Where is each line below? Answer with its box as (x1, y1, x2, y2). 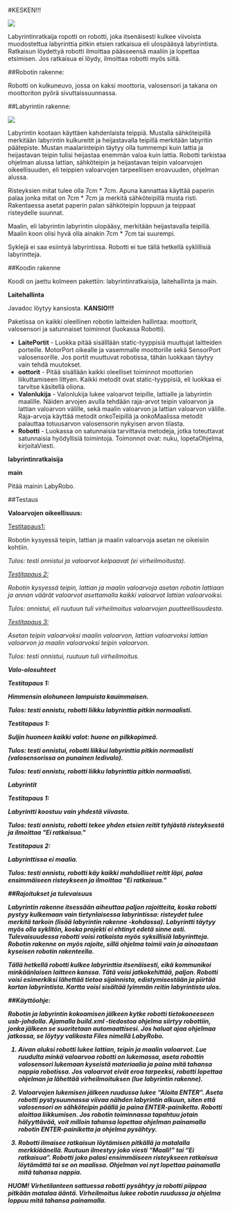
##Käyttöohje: (8, 996, 51, 1004)
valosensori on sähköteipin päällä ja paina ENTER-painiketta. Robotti (17, 1103, 223, 1111)
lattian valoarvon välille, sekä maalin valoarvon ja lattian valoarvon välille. (17, 405, 226, 412)
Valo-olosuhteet (8, 666, 56, 674)
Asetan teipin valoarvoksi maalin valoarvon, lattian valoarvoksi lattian (8, 631, 208, 640)
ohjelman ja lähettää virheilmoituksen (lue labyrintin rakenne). (17, 1075, 203, 1083)
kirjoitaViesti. (17, 442, 55, 450)
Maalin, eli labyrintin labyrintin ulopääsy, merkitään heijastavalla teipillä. (8, 222, 211, 230)
